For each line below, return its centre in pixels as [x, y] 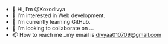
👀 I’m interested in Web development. [59, 15]
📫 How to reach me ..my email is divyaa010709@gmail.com [87, 35]
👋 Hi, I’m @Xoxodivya [38, 9]
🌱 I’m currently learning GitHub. [51, 22]
